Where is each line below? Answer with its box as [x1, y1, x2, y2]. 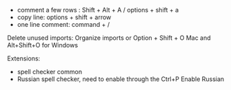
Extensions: [7, 54, 41, 63]
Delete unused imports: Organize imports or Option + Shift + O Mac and [7, 34, 212, 42]
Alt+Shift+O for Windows [7, 41, 78, 49]
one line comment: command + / [17, 21, 110, 28]
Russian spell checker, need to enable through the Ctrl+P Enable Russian [17, 75, 225, 83]
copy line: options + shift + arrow [17, 13, 112, 21]
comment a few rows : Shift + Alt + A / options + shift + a [17, 6, 179, 14]
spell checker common [17, 68, 83, 76]
